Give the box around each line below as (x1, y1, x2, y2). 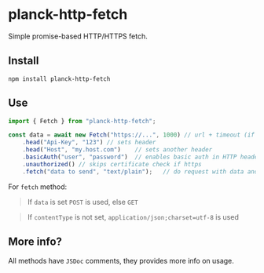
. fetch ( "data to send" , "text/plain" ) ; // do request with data (22, 167, 244, 176)
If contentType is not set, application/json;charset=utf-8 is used (27, 212, 240, 221)
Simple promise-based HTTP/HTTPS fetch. (8, 31, 148, 41)
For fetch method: (8, 182, 68, 191)
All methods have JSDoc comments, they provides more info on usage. (8, 256, 234, 265)
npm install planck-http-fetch (8, 75, 111, 83)
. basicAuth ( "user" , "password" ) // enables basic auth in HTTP (22, 153, 237, 162)
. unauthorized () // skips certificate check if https (22, 160, 202, 168)
